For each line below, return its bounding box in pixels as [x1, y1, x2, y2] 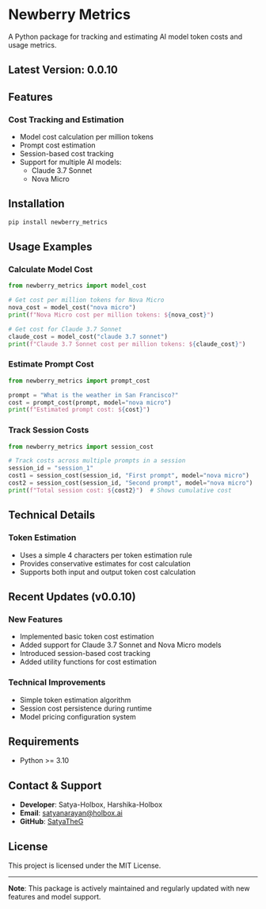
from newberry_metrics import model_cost [8, 282, 147, 290]
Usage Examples [8, 240, 93, 254]
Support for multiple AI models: [19, 157, 122, 167]
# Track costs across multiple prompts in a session [8, 457, 186, 465]
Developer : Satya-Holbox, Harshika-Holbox [19, 800, 163, 810]
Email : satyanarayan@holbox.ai [19, 808, 123, 818]
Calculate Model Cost [8, 264, 93, 275]
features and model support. [8, 892, 101, 901]
